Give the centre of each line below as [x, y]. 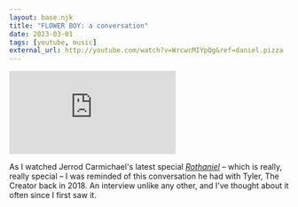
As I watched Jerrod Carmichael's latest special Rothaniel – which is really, [145, 167]
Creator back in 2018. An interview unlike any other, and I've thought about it [149, 186]
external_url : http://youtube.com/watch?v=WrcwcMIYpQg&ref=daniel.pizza [146, 51]
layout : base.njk [41, 17]
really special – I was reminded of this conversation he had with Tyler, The [144, 176]
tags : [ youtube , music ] [53, 42]
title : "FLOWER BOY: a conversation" [79, 26]
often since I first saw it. [53, 195]
